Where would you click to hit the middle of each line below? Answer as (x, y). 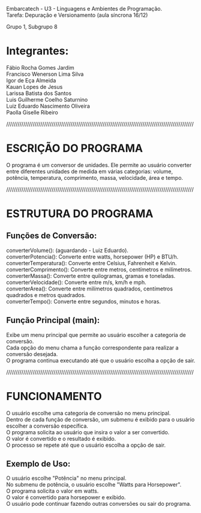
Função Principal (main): (53, 320)
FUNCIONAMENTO (54, 396)
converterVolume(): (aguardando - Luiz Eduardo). (67, 250)
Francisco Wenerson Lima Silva (45, 74)
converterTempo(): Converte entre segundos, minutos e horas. (83, 301)
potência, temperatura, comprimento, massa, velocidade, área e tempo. (95, 177)
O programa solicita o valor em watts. (52, 491)
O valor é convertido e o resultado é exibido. (61, 438)
